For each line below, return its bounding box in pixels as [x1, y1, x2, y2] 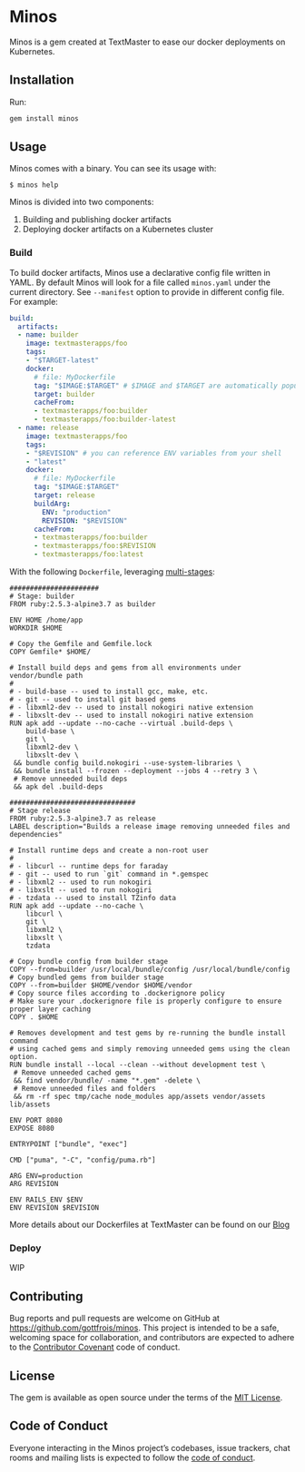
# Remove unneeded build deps [13, 774, 128, 784]
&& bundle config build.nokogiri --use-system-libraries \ [13, 759, 242, 768]
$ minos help [9, 181, 59, 190]
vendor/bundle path [9, 672, 84, 681]
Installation [9, 73, 74, 88]
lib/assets [9, 1100, 51, 1109]
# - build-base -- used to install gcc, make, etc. [9, 687, 209, 696]
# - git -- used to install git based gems [9, 695, 177, 704]
